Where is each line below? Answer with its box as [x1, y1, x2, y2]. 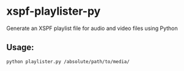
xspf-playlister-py [6, 4, 101, 18]
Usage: [6, 42, 35, 53]
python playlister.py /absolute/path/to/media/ [6, 58, 130, 65]
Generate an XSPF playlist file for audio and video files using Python [6, 24, 178, 32]
